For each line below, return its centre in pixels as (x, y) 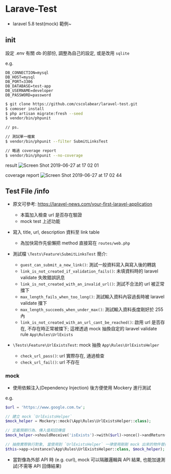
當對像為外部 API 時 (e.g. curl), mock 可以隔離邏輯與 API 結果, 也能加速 (87, 459)
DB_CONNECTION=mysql (27, 73)
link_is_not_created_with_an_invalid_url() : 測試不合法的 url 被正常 (92, 284)
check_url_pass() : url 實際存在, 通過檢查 (62, 356)
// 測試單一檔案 (20, 137)
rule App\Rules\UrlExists (47, 334)
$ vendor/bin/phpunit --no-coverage (44, 155)
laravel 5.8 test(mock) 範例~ (42, 24)
